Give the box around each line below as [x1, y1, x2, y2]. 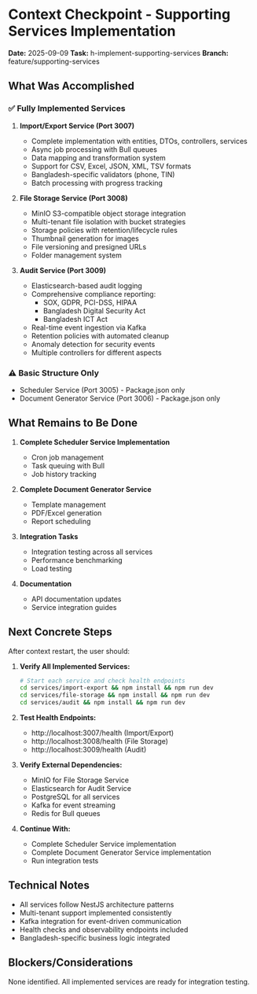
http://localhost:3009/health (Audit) [31, 745, 147, 755]
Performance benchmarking [31, 555, 123, 564]
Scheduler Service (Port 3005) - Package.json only [19, 385, 185, 394]
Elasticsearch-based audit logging [31, 281, 143, 290]
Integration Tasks [19, 531, 79, 541]
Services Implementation [8, 22, 176, 40]
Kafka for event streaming [31, 800, 116, 810]
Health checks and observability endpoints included [19, 925, 189, 934]
